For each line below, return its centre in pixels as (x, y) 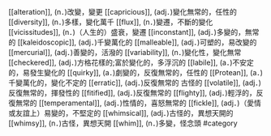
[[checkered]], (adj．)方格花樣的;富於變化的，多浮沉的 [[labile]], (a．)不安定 (131, 62)
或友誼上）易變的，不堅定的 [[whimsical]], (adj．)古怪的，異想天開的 (121, 113)
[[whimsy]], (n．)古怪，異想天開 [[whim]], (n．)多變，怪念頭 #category (123, 123)
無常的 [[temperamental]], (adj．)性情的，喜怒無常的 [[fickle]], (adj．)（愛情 (138, 103)
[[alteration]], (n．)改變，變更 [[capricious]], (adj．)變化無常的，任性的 (123, 12)
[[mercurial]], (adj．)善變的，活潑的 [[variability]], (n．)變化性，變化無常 (125, 52)
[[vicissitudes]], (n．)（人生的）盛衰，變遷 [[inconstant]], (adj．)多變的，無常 (134, 32)
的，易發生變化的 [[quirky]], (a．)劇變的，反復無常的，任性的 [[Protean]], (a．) (136, 72)
